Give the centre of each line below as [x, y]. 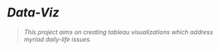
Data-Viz [33, 13]
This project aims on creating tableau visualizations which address [118, 32]
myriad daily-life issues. [57, 39]
